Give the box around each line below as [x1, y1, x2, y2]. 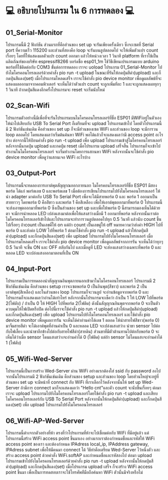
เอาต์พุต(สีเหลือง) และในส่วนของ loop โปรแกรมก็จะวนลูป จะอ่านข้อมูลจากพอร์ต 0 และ [5, 289, 149, 295]
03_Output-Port [5, 169, 56, 178]
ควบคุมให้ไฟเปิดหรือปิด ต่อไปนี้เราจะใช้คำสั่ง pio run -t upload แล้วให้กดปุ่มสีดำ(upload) [5, 306, 158, 312]
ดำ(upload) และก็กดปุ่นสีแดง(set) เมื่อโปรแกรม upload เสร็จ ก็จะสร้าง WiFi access [5, 463, 153, 469]
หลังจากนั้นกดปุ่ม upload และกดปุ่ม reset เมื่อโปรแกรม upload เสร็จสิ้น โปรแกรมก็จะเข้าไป [5, 143, 160, 149]
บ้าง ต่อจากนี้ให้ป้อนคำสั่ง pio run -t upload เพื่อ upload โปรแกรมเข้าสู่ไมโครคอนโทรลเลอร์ [5, 137, 162, 143]
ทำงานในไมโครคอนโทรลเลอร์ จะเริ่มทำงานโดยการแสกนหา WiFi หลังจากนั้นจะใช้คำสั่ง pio [5, 148, 154, 154]
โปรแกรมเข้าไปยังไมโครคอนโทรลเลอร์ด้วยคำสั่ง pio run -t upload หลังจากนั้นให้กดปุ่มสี [5, 458, 154, 464]
